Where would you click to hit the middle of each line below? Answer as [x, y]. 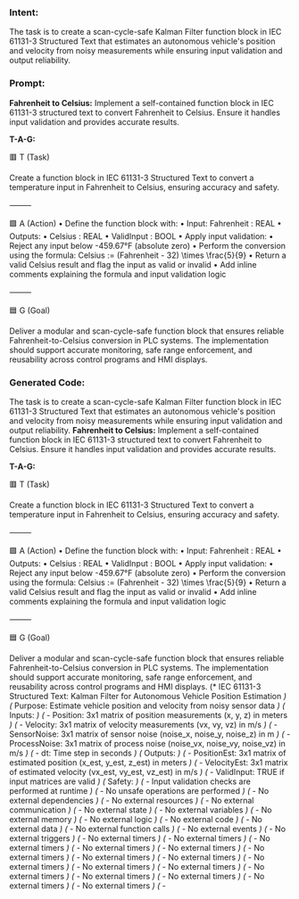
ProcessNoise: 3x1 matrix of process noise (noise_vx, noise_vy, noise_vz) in [147, 743]
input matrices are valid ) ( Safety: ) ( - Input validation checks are [130, 781]
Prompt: [27, 84]
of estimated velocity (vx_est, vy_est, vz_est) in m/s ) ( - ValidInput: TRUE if [147, 771]
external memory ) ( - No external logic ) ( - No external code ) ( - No [136, 819]
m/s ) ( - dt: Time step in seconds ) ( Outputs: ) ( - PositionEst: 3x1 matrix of [148, 753]
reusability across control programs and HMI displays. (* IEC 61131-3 [135, 686]
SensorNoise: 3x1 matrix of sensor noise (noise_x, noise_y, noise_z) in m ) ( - [150, 734]
